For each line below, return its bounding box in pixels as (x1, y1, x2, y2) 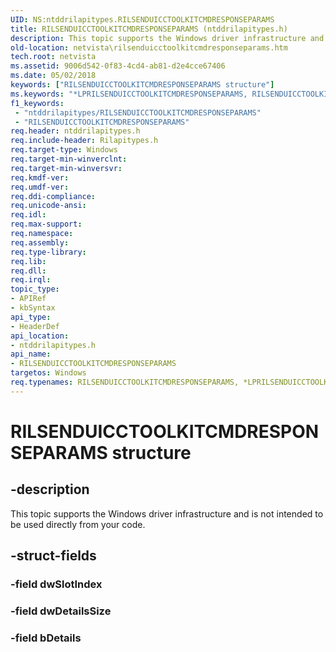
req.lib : (10, 256, 47, 266)
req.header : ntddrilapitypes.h (10, 126, 141, 136)
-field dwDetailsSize (10, 604, 112, 618)
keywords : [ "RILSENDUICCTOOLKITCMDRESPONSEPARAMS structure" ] (10, 80, 275, 90)
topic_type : (10, 284, 60, 295)
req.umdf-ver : (10, 182, 70, 192)
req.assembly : (10, 237, 70, 248)
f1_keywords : (10, 98, 65, 108)
